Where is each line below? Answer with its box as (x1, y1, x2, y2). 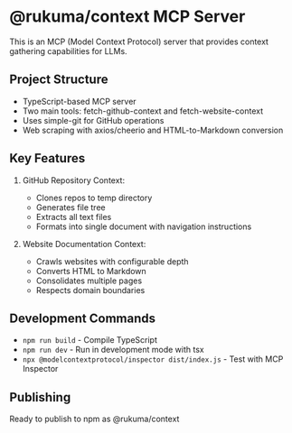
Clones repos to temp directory (35, 192, 153, 203)
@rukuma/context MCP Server (9, 6, 246, 27)
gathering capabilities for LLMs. (9, 45, 128, 56)
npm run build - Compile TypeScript (22, 335, 158, 345)
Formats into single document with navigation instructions (35, 221, 252, 232)
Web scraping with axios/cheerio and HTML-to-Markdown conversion (22, 124, 284, 135)
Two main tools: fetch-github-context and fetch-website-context (22, 106, 264, 116)
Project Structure (9, 72, 108, 88)
